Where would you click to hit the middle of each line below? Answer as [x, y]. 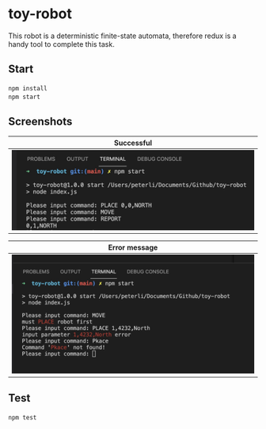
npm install [28, 88]
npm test [23, 417]
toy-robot [40, 14]
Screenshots [40, 121]
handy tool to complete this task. [61, 44]
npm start [25, 97]
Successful [133, 143]
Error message [133, 247]
